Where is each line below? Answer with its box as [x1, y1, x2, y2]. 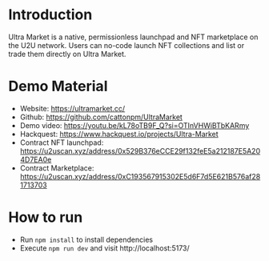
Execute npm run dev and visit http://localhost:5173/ [19, 243, 190, 253]
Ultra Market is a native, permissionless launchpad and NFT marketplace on [8, 32, 259, 42]
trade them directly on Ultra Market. [8, 49, 126, 58]
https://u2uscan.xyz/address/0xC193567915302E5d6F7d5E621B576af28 [19, 171, 261, 181]
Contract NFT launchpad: [19, 138, 104, 147]
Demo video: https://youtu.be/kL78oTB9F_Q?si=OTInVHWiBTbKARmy [19, 120, 250, 130]
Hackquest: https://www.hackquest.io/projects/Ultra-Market [19, 129, 219, 139]
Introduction [8, 6, 93, 24]
